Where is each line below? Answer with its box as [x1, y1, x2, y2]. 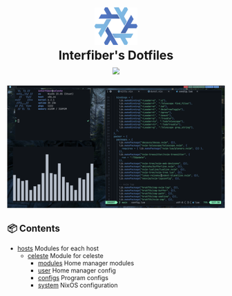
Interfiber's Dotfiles [58, 47, 174, 63]
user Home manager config [37, 266, 116, 275]
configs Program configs [37, 273, 109, 281]
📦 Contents [7, 222, 60, 234]
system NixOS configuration [37, 281, 118, 289]
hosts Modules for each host [17, 244, 99, 252]
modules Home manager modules [37, 259, 135, 267]
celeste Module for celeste [27, 251, 104, 259]
